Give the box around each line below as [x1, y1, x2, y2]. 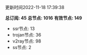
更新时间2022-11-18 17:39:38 [5, 4, 64, 10]
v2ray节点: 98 [12, 38, 41, 44]
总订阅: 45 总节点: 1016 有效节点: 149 [5, 15, 82, 21]
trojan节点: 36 [12, 32, 41, 37]
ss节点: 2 [12, 44, 31, 50]
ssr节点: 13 [12, 25, 35, 31]
